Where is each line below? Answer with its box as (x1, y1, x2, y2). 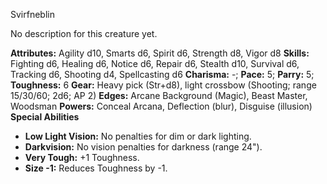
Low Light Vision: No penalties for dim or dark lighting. (24, 130, 252, 142)
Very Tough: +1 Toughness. (24, 152, 140, 163)
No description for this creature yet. (10, 28, 158, 39)
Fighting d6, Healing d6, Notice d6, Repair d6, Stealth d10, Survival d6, (10, 58, 300, 69)
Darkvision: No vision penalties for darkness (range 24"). (24, 141, 263, 153)
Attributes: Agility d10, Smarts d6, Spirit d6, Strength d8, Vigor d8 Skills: (10, 47, 310, 59)
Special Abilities (10, 111, 80, 123)
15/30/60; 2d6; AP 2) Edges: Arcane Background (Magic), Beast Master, (10, 90, 308, 101)
